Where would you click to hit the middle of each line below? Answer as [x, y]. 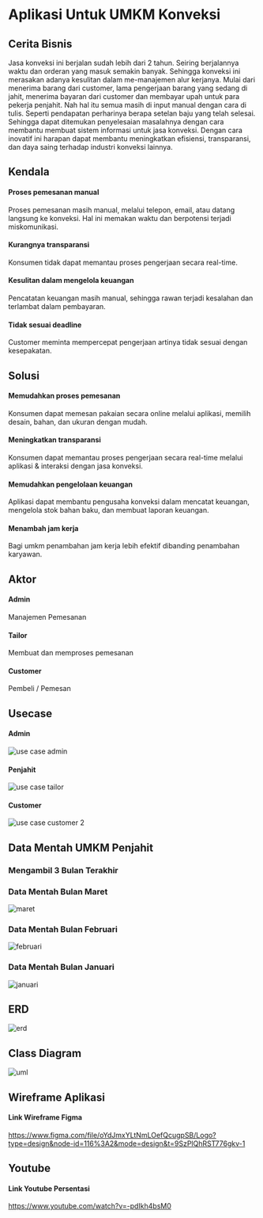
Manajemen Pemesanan [47, 617]
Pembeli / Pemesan [39, 689]
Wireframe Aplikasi [56, 1097]
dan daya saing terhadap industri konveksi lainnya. [90, 147]
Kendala [29, 172]
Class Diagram [45, 1053]
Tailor [18, 635]
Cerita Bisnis [40, 44]
